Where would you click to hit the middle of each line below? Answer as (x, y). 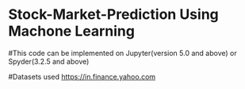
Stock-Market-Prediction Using (114, 15)
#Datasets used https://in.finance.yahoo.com (82, 76)
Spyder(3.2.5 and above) (49, 61)
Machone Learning (71, 31)
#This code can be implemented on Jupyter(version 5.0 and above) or (122, 53)
